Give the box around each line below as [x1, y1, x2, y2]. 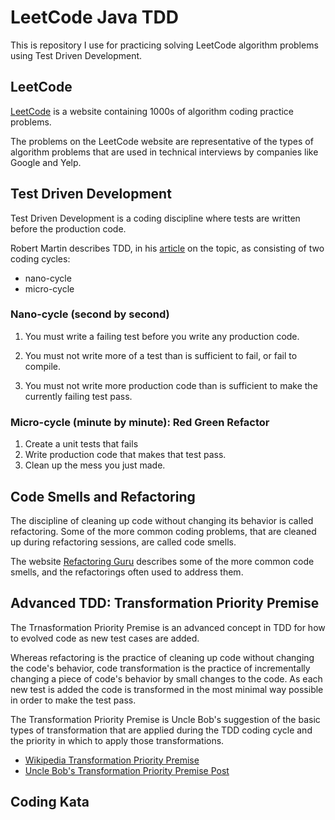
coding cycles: [10, 252, 71, 265]
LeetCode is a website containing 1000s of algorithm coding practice [10, 105, 295, 117]
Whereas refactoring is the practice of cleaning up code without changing [10, 651, 315, 663]
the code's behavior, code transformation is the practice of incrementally [10, 662, 311, 674]
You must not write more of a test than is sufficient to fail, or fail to [24, 349, 298, 361]
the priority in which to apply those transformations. [10, 734, 225, 746]
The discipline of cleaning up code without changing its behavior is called [10, 514, 314, 526]
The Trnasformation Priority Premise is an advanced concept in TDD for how [10, 621, 326, 633]
